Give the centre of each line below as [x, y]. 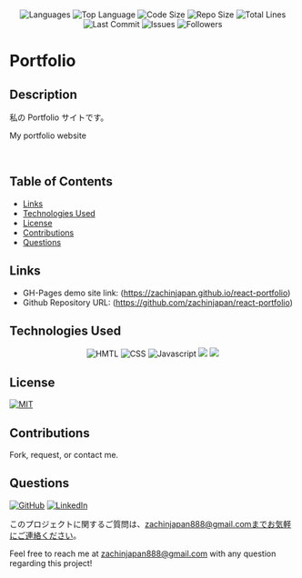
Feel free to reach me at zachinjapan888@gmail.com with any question [143, 553]
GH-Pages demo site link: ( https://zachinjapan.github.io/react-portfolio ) [156, 293]
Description [43, 94]
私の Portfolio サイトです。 [59, 117]
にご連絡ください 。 [45, 535]
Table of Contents [61, 182]
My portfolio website [48, 135]
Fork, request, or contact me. [64, 455]
